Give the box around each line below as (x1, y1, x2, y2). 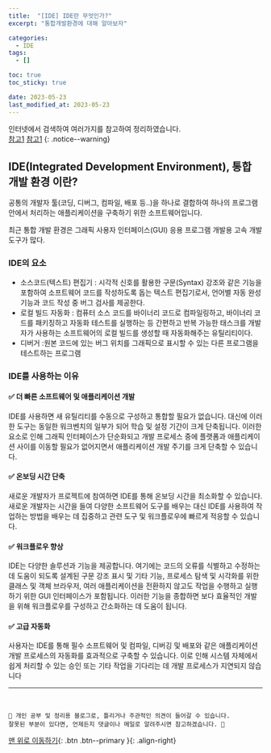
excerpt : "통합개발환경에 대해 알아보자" (8, 19, 127, 27)
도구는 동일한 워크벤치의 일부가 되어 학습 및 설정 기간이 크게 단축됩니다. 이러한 (16, 421, 262, 431)
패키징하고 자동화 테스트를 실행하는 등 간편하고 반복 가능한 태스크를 (35, 318, 247, 327)
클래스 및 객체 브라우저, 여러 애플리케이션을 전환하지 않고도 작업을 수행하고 (8, 581, 244, 591)
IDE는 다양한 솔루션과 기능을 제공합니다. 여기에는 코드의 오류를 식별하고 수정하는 (8, 561, 261, 570)
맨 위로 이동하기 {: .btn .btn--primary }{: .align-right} (8, 736, 177, 746)
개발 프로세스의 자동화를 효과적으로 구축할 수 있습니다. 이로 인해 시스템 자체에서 (8, 651, 258, 661)
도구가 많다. (8, 235, 46, 245)
